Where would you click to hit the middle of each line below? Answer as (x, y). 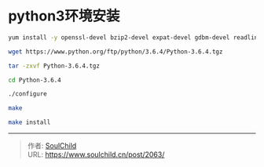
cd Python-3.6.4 (35, 80)
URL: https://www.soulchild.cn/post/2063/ (96, 154)
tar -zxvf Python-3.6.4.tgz (54, 66)
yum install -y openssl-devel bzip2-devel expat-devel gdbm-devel (119, 37)
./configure (27, 94)
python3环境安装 (64, 16)
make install (29, 122)
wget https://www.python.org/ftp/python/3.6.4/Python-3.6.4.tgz (115, 52)
